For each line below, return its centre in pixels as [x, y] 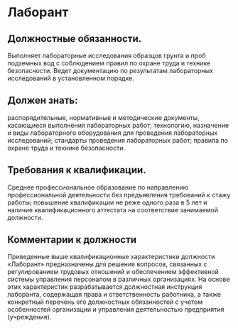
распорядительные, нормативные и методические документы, [104, 117]
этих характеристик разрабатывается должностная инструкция [105, 287]
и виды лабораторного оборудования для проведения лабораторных [113, 133]
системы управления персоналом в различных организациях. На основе [119, 279]
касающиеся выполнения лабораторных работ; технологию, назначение [118, 125]
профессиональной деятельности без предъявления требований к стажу [119, 195]
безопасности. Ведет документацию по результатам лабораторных [110, 71]
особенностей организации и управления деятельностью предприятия [116, 310]
